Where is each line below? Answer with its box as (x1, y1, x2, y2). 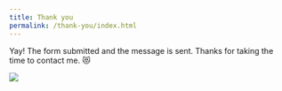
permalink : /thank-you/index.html (9, 21, 138, 30)
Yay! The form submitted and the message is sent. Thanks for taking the (9, 45, 274, 56)
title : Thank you (9, 12, 74, 22)
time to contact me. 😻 (9, 55, 91, 65)
